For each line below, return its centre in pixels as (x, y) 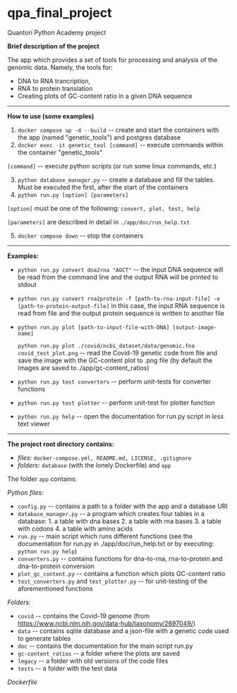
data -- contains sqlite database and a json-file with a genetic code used (123, 631)
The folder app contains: (42, 479)
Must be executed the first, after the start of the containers (103, 187)
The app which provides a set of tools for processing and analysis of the (113, 60)
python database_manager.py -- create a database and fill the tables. (116, 179)
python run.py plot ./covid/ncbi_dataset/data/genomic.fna (106, 346)
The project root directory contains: (61, 444)
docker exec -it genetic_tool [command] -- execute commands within (120, 145)
